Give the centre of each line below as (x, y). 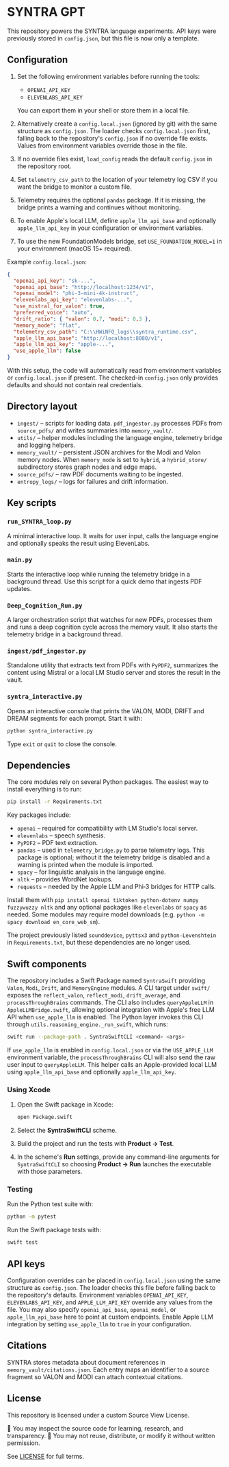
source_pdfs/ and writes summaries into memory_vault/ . (95, 430)
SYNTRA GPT (46, 12)
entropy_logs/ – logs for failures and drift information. (93, 481)
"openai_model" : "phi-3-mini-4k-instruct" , (76, 293)
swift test (23, 1243)
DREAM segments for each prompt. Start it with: (75, 718)
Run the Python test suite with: (50, 1204)
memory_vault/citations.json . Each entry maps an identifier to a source (108, 1370)
